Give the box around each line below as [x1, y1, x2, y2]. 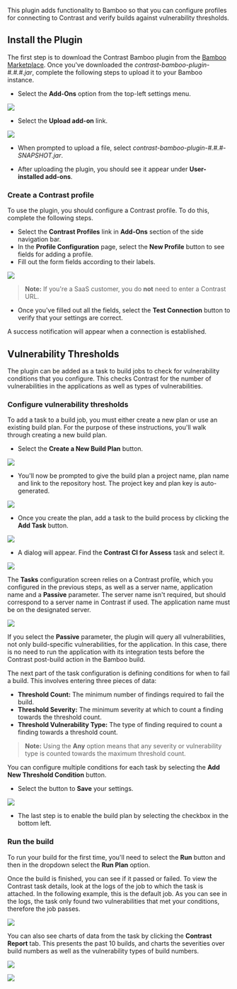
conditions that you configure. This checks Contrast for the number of [7, 374, 212, 383]
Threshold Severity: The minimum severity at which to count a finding [17, 706, 224, 714]
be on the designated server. [7, 606, 91, 614]
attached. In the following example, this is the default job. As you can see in [7, 889, 228, 897]
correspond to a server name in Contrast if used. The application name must [7, 598, 231, 606]
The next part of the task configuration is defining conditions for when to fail [7, 669, 230, 677]
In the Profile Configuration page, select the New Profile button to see [17, 243, 225, 251]
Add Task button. [17, 521, 69, 530]
